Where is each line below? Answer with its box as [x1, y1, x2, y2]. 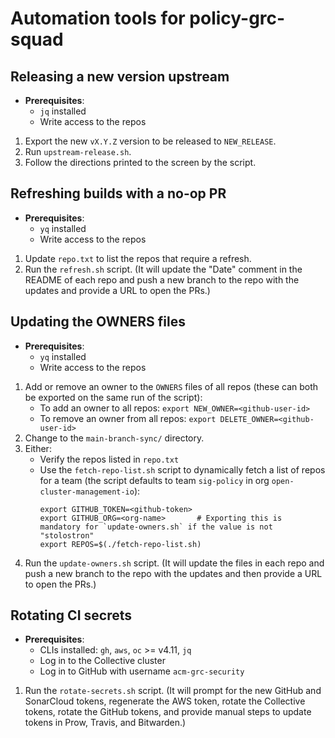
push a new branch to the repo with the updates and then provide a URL [24, 567, 323, 579]
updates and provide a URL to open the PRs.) [24, 284, 211, 296]
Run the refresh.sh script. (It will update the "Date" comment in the [24, 263, 303, 275]
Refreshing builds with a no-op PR [10, 185, 227, 202]
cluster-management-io [39, 487, 135, 497]
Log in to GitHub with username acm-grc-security [39, 665, 245, 677]
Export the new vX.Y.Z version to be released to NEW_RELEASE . [24, 135, 277, 147]
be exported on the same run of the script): [24, 391, 203, 403]
